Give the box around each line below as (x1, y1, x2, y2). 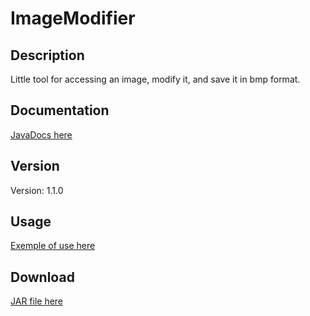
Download (10, 268, 75, 286)
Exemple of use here (10, 240, 96, 252)
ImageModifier (10, 7, 136, 30)
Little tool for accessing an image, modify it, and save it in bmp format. (10, 73, 301, 85)
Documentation (10, 102, 110, 119)
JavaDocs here (10, 128, 73, 141)
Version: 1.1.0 (10, 184, 64, 196)
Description (10, 47, 85, 64)
